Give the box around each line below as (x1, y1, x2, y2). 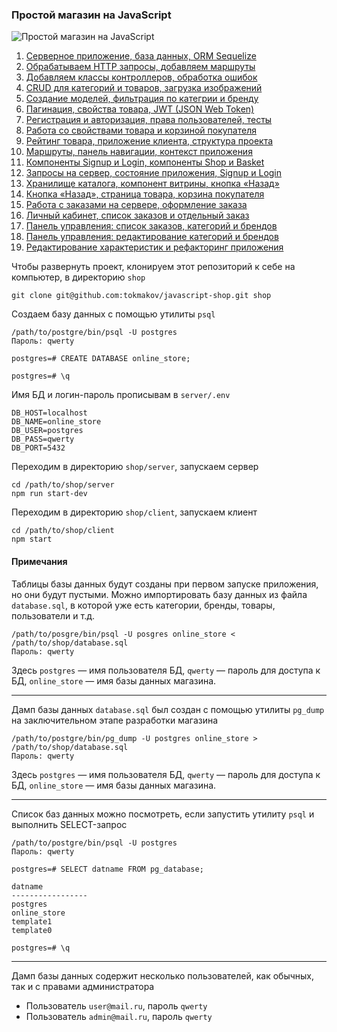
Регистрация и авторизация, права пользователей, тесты (25, 114, 273, 126)
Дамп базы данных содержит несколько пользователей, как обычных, (11, 969, 315, 982)
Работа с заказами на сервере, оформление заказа (25, 199, 248, 211)
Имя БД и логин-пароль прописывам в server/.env (11, 389, 231, 401)
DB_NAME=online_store (11, 417, 102, 427)
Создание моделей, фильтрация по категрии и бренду (25, 93, 259, 105)
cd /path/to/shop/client (11, 526, 115, 536)
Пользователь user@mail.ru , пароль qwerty (25, 999, 208, 1012)
